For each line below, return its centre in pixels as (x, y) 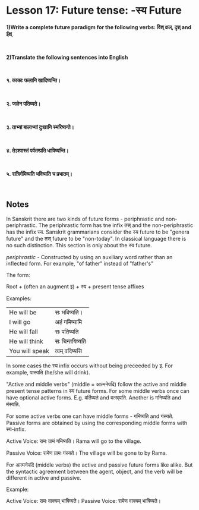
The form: (18, 275)
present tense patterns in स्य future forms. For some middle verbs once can (98, 391)
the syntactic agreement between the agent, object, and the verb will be (94, 471)
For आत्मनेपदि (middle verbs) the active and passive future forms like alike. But (99, 465)
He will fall (23, 332)
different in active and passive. (44, 478)
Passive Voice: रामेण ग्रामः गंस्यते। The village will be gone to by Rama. (87, 453)
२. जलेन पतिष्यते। (23, 103)
